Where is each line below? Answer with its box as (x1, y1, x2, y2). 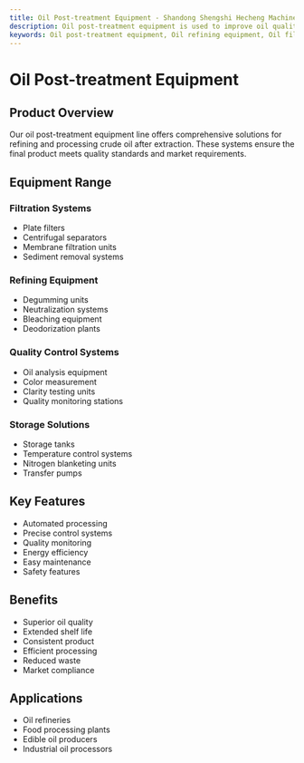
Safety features (22, 565, 81, 576)
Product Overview (9, 105, 114, 121)
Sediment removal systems (22, 251, 124, 263)
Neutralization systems (22, 304, 109, 315)
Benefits (9, 593, 59, 608)
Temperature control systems (22, 448, 133, 459)
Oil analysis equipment (22, 366, 108, 377)
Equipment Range (9, 174, 112, 190)
